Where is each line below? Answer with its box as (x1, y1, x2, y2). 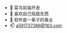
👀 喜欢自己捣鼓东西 (9, 11, 49, 16)
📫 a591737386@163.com (9, 23, 63, 28)
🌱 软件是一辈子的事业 (9, 17, 53, 22)
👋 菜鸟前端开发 (9, 5, 40, 10)
